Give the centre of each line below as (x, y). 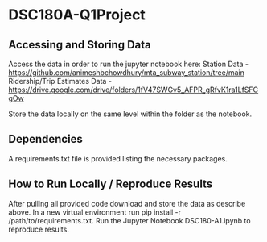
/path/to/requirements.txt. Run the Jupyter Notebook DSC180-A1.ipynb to (129, 220)
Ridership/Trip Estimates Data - (60, 81)
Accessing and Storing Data (80, 45)
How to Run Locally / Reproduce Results (111, 184)
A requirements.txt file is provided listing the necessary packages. (118, 158)
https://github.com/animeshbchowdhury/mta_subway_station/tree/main (127, 73)
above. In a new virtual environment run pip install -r (95, 212)
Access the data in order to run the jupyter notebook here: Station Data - (129, 64)
